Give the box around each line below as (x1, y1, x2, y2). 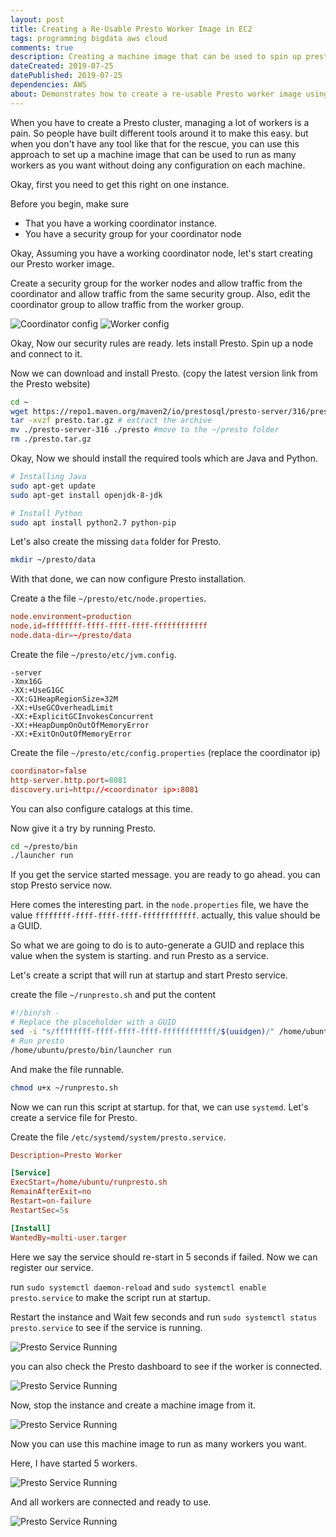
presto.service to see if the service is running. (10, 1321, 203, 1333)
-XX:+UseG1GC (10, 685, 65, 695)
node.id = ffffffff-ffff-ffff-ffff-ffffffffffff (10, 621, 208, 631)
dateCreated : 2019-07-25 (10, 61, 114, 71)
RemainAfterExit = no (10, 1187, 92, 1197)
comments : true (10, 42, 74, 53)
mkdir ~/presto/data (10, 555, 97, 565)
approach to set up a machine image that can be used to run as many (10, 148, 297, 160)
